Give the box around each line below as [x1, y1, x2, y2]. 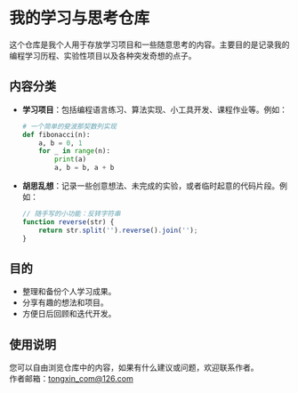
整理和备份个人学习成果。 [21, 286, 117, 297]
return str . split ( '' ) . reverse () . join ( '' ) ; [38, 226, 198, 235]
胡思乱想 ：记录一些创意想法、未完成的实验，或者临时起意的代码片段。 [21, 180, 280, 191]
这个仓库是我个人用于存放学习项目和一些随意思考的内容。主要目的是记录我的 [9, 39, 290, 50]
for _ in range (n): [38, 147, 111, 156]
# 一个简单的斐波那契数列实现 [21, 122, 117, 131]
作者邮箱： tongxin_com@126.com [9, 373, 133, 384]
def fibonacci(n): [21, 130, 91, 139]
